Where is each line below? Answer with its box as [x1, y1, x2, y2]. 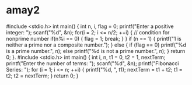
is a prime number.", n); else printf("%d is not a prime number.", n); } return [6, 47, 186, 54]
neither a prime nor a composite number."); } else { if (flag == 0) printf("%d [6, 41, 187, 48]
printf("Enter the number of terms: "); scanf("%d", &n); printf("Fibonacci [6, 59, 179, 67]
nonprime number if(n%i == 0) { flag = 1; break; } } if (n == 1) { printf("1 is [6, 35, 182, 42]
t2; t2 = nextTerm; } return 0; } [6, 72, 79, 79]
